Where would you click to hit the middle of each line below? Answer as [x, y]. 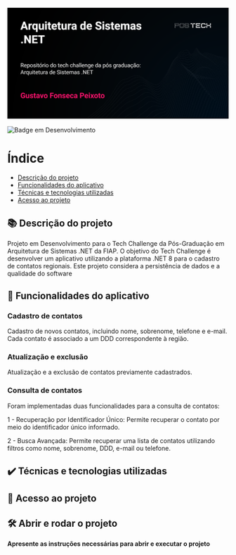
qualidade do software [40, 274]
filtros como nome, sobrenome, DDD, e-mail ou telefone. [89, 448]
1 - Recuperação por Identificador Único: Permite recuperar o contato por [113, 419]
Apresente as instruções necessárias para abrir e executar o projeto [109, 544]
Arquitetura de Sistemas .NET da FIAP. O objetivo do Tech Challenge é [109, 251]
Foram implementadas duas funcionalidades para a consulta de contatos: [113, 406]
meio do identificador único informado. [64, 427]
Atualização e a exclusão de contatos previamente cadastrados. [100, 372]
